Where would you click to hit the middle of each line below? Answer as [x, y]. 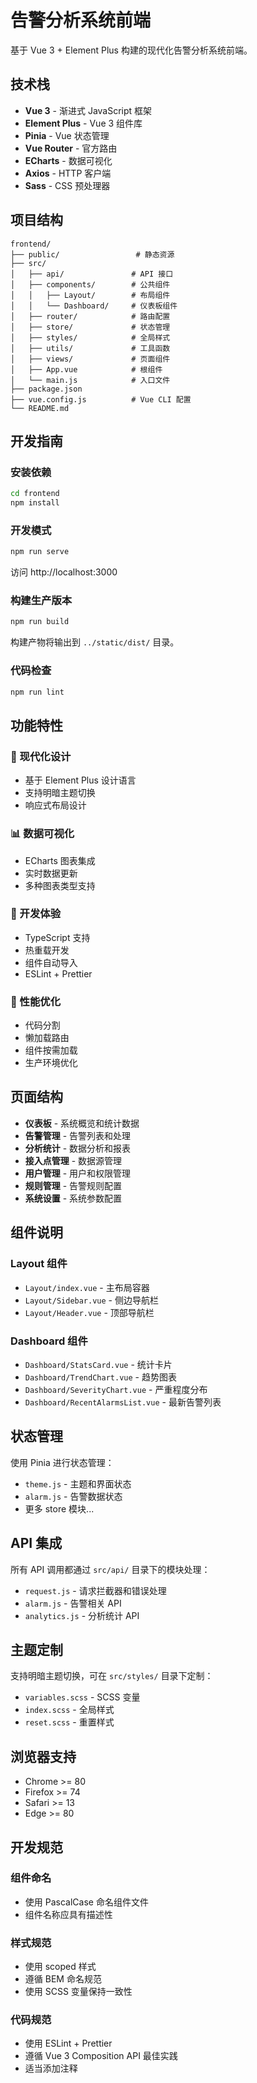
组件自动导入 [51, 962]
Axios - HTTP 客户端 [68, 173]
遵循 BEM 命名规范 [63, 1979]
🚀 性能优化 [36, 1001]
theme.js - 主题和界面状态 [78, 1483]
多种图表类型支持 [60, 885]
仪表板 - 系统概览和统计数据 [82, 1123]
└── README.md [40, 408]
